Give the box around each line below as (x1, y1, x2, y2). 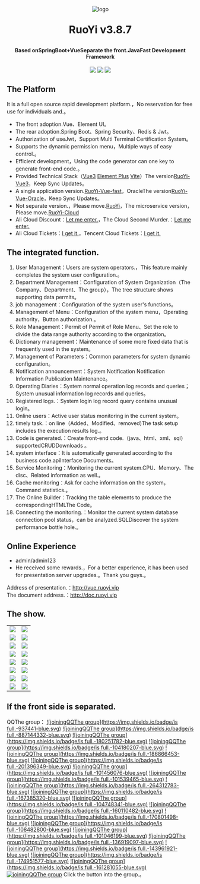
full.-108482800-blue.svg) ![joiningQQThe (7, 826, 110, 833)
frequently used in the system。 (15, 346, 94, 353)
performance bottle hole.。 (15, 524, 82, 531)
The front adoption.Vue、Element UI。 (15, 121, 110, 128)
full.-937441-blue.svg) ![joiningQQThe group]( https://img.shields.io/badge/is (7, 725, 194, 732)
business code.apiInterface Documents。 (15, 457, 117, 464)
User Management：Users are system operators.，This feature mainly (15, 264, 188, 271)
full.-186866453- (138, 750, 180, 757)
